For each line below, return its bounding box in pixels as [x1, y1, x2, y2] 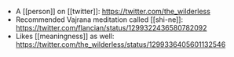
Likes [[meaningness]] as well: [15, 31, 115, 41]
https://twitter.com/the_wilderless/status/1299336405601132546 [15, 40, 226, 49]
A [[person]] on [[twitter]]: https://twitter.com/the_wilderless [15, 7, 210, 16]
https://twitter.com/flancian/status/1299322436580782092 [15, 23, 207, 32]
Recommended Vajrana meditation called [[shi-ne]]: [15, 15, 183, 24]
